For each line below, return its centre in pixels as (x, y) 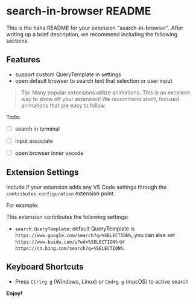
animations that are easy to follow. (64, 105)
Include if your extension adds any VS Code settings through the (87, 187)
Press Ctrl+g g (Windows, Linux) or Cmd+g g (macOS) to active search (102, 281)
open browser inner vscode (49, 153)
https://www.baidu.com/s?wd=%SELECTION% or (70, 241)
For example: (23, 205)
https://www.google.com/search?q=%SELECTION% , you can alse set (95, 235)
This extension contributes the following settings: (67, 217)
